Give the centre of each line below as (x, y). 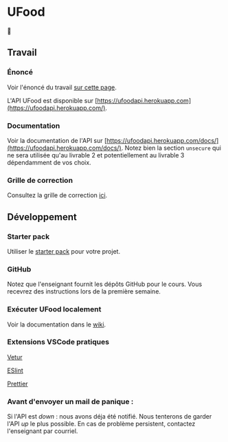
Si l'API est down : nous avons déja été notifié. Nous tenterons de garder (110, 417)
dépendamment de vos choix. (49, 162)
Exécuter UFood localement (54, 309)
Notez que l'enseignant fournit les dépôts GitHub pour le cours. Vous (105, 284)
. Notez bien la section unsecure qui (171, 148)
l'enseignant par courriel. (43, 431)
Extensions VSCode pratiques (58, 342)
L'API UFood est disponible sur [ (52, 100)
